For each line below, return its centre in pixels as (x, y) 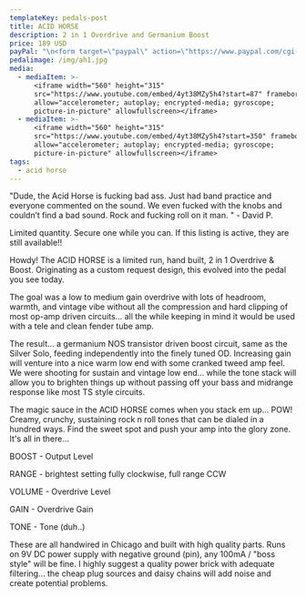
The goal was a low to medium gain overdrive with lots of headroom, (138, 298)
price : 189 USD (38, 43)
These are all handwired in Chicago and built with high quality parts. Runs (148, 545)
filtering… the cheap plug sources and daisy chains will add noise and (140, 573)
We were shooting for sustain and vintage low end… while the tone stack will (153, 373)
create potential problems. (59, 583)
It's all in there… (40, 439)
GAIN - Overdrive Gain (51, 510)
